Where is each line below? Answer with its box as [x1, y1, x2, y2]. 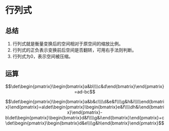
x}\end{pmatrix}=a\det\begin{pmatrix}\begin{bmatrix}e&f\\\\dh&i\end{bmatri [5, 104, 164, 110]
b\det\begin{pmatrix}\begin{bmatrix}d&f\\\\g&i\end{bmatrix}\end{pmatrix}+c [5, 114, 165, 120]
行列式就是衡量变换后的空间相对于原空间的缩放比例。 [12, 41, 124, 47]
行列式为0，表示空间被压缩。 [12, 54, 73, 59]
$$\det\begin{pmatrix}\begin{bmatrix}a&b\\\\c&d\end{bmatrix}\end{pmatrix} [5, 83, 164, 89]
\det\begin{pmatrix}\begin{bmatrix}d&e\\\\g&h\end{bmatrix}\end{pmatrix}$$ [5, 120, 164, 126]
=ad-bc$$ [74, 89, 96, 95]
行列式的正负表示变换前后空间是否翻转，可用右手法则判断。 [12, 47, 137, 53]
